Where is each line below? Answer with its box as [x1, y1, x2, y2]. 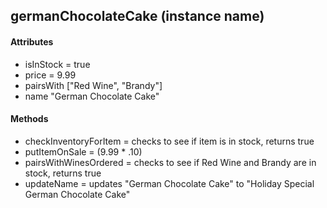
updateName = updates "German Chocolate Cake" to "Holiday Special [24, 177, 315, 189]
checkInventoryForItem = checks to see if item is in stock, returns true [24, 135, 315, 147]
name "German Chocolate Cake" [24, 90, 160, 102]
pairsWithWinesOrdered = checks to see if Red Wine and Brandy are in [24, 156, 317, 168]
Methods [10, 113, 49, 125]
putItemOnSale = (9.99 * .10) [24, 145, 143, 158]
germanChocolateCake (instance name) [10, 8, 265, 25]
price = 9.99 [24, 69, 77, 81]
